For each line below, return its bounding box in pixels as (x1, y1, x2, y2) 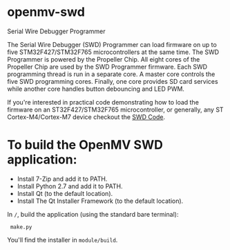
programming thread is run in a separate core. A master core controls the (7, 70, 215, 78)
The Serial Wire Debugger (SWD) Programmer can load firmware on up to (7, 40, 218, 48)
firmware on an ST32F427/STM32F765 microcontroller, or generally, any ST (7, 105, 224, 114)
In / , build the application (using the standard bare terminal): (7, 210, 179, 218)
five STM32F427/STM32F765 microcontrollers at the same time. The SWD (7, 48, 220, 56)
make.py (10, 223, 32, 231)
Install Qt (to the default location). (17, 189, 113, 197)
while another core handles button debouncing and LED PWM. (7, 84, 185, 93)
